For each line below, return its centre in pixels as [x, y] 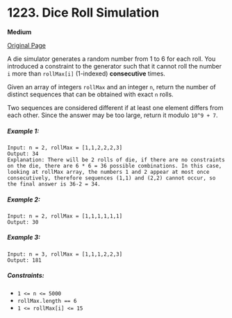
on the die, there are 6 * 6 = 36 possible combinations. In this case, [115, 166]
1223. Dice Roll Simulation [83, 13]
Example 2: [24, 200]
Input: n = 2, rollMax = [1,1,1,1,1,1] [65, 216]
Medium [19, 32]
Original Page [27, 45]
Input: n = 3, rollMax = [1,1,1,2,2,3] [65, 254]
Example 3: [24, 238]
